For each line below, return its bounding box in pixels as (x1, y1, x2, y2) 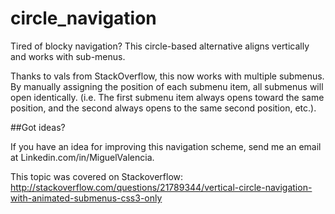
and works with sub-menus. (10, 50, 126, 62)
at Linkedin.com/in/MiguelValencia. (10, 151, 155, 163)
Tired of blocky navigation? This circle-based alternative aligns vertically (10, 40, 310, 52)
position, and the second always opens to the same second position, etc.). (10, 102, 317, 114)
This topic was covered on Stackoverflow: (10, 170, 184, 182)
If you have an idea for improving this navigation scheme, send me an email (10, 140, 322, 152)
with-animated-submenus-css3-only (10, 192, 163, 204)
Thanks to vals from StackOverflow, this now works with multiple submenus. (10, 70, 325, 82)
